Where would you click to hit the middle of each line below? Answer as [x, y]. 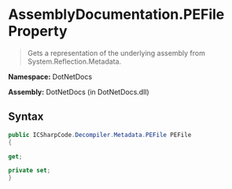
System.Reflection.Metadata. [74, 61]
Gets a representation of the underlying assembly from [116, 53]
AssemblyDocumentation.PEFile [116, 15]
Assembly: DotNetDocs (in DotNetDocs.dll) [79, 91]
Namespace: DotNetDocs [50, 76]
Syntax [26, 117]
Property [38, 31]
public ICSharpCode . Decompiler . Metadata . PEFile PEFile [100, 135]
